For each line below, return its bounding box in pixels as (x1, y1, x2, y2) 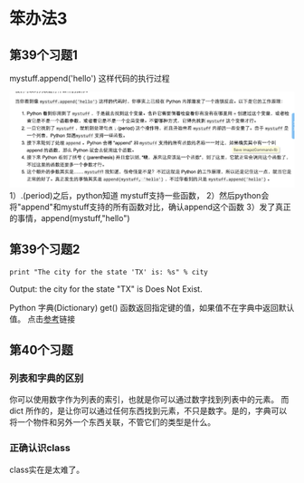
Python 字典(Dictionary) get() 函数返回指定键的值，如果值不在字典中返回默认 (9, 302, 295, 313)
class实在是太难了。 (9, 464, 85, 475)
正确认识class (9, 441, 71, 454)
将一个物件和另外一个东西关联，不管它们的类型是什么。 (9, 417, 215, 428)
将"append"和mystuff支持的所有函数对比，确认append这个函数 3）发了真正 (9, 201, 291, 212)
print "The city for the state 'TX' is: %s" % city (9, 267, 208, 276)
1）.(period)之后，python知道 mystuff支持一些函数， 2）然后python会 (9, 189, 270, 200)
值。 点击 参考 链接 (9, 314, 75, 324)
